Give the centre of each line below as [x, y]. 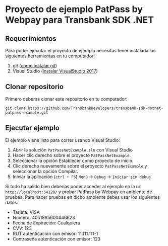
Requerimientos [31, 38]
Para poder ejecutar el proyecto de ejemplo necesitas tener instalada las [80, 51]
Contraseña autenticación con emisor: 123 [57, 239]
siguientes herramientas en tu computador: [50, 56]
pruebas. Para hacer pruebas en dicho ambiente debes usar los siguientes [82, 197]
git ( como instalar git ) [35, 66]
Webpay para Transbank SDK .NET [79, 20]
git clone [16, 108]
